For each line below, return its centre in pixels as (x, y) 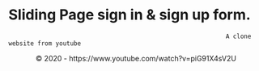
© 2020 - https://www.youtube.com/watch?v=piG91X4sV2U (136, 58)
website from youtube (45, 43)
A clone (238, 36)
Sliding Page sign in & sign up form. (129, 15)
